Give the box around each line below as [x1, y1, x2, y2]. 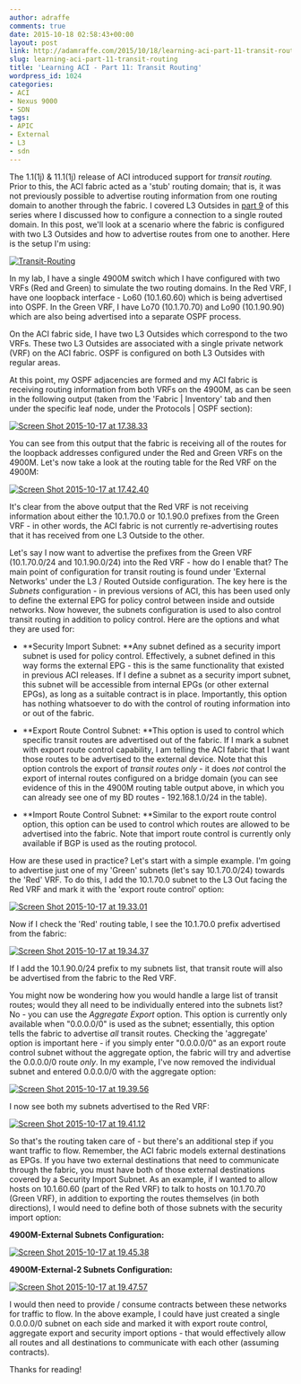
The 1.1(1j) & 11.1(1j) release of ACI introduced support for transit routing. [9, 171, 273, 182]
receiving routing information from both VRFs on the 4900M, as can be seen [9, 383, 291, 395]
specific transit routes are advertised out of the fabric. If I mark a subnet [21, 734, 289, 745]
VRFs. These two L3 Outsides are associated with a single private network [9, 337, 284, 348]
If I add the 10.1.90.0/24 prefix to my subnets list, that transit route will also [9, 962, 284, 974]
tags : [9, 113, 30, 122]
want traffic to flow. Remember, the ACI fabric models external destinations [9, 1145, 287, 1156]
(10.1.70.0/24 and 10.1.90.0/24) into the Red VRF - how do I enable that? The [9, 556, 288, 567]
